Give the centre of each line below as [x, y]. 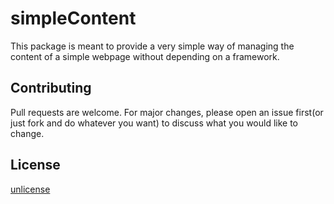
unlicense [30, 189]
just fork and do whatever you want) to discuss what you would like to [154, 123]
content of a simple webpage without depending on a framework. [145, 56]
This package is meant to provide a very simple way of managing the [152, 46]
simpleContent [73, 18]
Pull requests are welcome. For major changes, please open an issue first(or [167, 112]
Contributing [51, 88]
